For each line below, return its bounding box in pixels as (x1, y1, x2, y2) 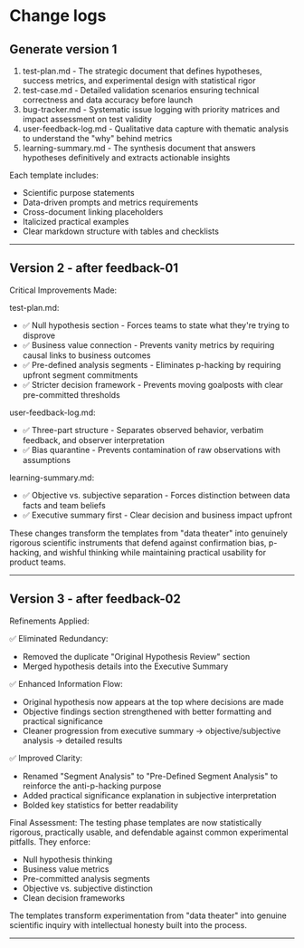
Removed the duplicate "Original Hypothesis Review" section (22, 651, 251, 662)
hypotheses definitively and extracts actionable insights (22, 152, 231, 163)
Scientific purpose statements (22, 188, 135, 198)
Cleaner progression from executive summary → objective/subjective (22, 725, 281, 736)
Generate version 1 (9, 42, 118, 57)
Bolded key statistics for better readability (22, 799, 179, 810)
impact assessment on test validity (22, 114, 152, 124)
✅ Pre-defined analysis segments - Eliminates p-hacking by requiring (22, 359, 281, 370)
